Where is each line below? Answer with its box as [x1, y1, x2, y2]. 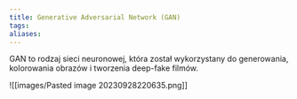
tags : [9, 21, 29, 30]
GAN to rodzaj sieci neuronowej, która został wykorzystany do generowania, [9, 54, 289, 65]
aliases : [9, 29, 42, 38]
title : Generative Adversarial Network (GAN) [9, 12, 181, 22]
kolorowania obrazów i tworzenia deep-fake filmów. [9, 63, 198, 73]
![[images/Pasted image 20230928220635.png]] [9, 80, 189, 91]
